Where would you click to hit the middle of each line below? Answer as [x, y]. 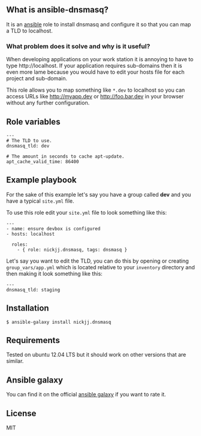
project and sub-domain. [37, 79]
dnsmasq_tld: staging [33, 290]
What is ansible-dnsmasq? [58, 10]
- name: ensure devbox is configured [53, 228]
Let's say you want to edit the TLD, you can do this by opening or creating [97, 261]
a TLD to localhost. [29, 31]
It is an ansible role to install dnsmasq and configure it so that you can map [99, 24]
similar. [15, 361]
